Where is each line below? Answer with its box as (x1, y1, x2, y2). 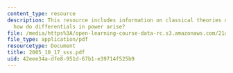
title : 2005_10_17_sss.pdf (7, 49, 85, 56)
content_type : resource (7, 10, 76, 17)
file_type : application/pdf (7, 36, 89, 43)
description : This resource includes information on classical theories (7, 17, 222, 24)
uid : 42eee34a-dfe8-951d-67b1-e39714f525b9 (7, 56, 135, 63)
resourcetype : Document (7, 42, 76, 49)
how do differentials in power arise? (13, 23, 126, 30)
